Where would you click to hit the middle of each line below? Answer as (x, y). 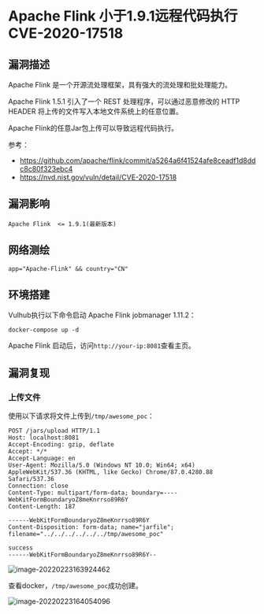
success (21, 548)
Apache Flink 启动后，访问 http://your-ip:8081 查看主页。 (102, 346)
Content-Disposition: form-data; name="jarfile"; (91, 527)
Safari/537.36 (32, 479)
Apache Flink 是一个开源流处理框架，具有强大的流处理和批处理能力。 (120, 85)
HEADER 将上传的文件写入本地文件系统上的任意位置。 (95, 111)
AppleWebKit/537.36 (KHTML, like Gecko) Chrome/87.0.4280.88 (111, 472)
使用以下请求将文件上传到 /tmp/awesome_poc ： (82, 416)
